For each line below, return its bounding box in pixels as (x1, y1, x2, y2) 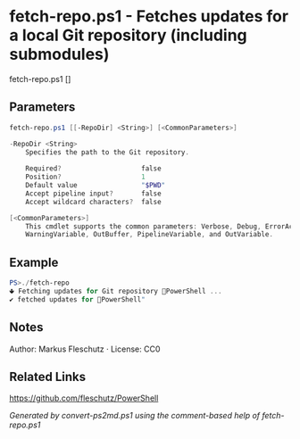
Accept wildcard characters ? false (25, 197, 162, 206)
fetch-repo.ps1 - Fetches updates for (9, 6, 288, 27)
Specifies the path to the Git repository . (25, 147, 190, 157)
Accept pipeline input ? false (25, 189, 162, 198)
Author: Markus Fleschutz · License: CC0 (9, 344, 161, 354)
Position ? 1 (25, 172, 146, 182)
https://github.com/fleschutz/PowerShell (9, 393, 159, 403)
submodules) (9, 45, 110, 64)
